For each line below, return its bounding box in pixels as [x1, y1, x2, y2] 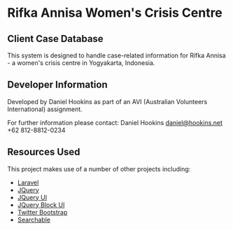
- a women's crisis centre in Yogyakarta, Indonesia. [7, 59, 155, 67]
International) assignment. [7, 105, 83, 113]
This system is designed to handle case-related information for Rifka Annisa [7, 51, 226, 59]
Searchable [17, 215, 51, 224]
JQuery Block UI [17, 201, 65, 209]
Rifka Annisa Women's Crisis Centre [7, 5, 223, 21]
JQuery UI [17, 193, 48, 201]
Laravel [17, 178, 39, 187]
